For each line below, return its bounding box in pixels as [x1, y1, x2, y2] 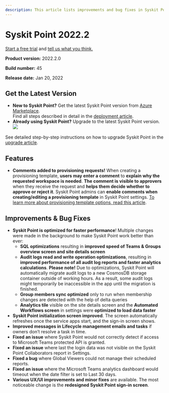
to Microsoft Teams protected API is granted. [12, 339, 106, 345]
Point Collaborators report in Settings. [12, 350, 91, 356]
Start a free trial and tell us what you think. [5, 46, 93, 52]
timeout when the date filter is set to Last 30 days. [12, 371, 117, 377]
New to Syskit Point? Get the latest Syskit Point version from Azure [12, 102, 152, 108]
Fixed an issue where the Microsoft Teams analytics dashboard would [12, 366, 158, 372]
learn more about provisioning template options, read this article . [12, 199, 147, 206]
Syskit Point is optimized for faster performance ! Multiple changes [12, 227, 153, 233]
